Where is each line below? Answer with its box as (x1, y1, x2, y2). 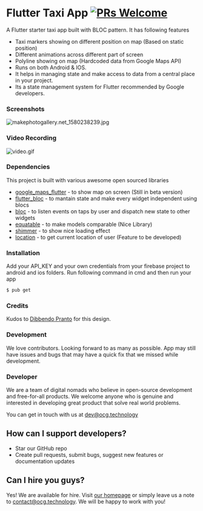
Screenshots (6, 105, 45, 113)
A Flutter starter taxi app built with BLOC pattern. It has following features (6, 26, 190, 33)
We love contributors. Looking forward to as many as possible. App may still (6, 344, 196, 352)
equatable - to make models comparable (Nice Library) (15, 221, 153, 228)
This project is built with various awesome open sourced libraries (6, 176, 169, 183)
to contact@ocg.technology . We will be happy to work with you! (6, 498, 165, 505)
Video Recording (6, 134, 57, 142)
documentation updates (15, 458, 75, 465)
